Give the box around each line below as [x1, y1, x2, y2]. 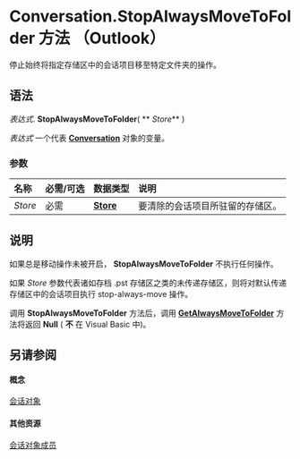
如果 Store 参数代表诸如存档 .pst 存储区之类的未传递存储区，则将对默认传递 [9, 277, 287, 288]
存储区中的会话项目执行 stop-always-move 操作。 [9, 288, 193, 299]
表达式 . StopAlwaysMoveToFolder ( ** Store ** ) [9, 114, 185, 124]
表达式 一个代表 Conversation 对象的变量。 [9, 132, 170, 143]
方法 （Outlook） [39, 29, 166, 48]
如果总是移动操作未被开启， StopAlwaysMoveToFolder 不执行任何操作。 [9, 258, 279, 269]
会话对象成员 [9, 439, 56, 450]
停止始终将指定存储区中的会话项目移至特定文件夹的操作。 [9, 59, 221, 70]
